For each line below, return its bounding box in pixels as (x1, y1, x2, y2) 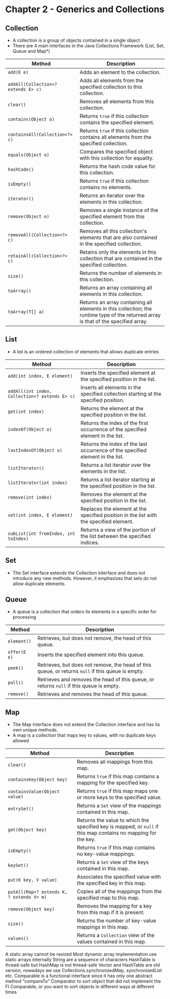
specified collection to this (79, 83, 143, 90)
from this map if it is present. (76, 909, 145, 916)
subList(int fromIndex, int (8, 530, 75, 536)
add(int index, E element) (8, 373, 73, 379)
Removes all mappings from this (76, 759, 153, 766)
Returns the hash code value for (79, 163, 156, 170)
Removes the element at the (80, 491, 147, 498)
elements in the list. (80, 468, 126, 475)
